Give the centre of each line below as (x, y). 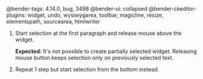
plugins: (16, 15)
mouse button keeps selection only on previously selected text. (94, 58)
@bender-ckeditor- (173, 9)
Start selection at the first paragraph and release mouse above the (98, 33)
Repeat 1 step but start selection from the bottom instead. (87, 69)
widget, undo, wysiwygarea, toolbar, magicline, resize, (95, 15)
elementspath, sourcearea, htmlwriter (53, 21)
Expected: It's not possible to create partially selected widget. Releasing (106, 51)
